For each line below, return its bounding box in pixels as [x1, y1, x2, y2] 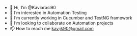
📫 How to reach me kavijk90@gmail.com [9, 26, 94, 31]
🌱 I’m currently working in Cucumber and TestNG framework [9, 15, 133, 20]
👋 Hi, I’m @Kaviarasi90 [9, 5, 56, 10]
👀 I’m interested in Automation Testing [9, 10, 87, 16]
